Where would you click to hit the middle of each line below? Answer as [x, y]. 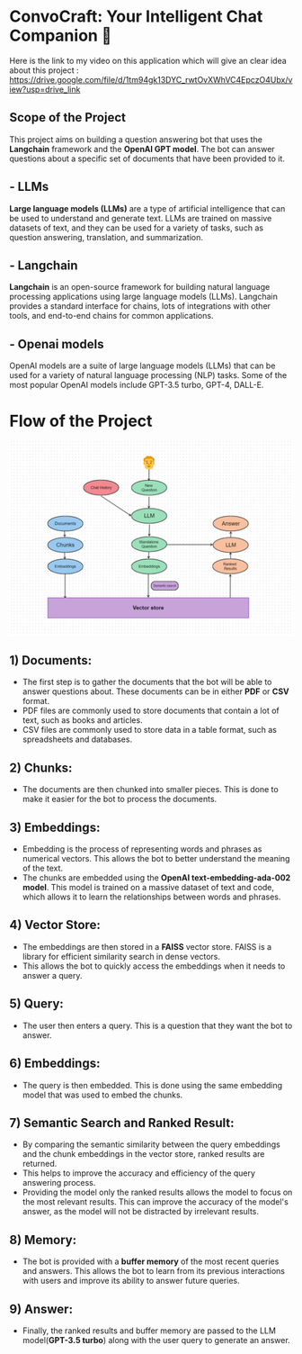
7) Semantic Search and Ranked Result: [122, 1123]
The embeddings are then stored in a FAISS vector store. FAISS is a [147, 946]
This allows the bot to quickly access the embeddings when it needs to [154, 966]
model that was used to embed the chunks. [102, 1095]
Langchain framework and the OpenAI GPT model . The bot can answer [142, 149]
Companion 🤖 [61, 36]
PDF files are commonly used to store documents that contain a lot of [151, 711]
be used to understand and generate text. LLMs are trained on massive [141, 218]
